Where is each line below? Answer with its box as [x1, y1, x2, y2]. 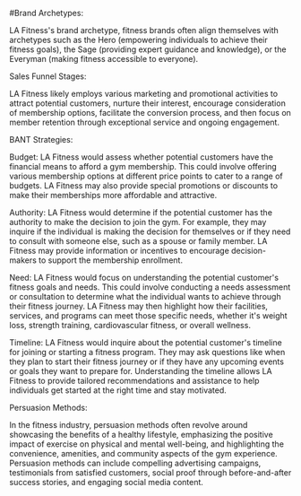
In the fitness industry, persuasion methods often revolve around [9, 420, 248, 430]
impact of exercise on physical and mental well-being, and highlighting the [9, 439, 285, 449]
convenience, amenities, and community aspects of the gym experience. [9, 448, 278, 458]
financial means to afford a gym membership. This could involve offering [9, 161, 278, 171]
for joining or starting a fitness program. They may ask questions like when [9, 347, 286, 357]
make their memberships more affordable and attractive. [9, 190, 218, 200]
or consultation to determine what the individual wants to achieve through [9, 292, 281, 301]
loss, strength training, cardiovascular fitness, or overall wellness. [9, 320, 251, 330]
